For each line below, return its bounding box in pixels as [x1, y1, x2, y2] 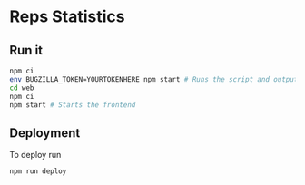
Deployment [9, 125, 81, 141]
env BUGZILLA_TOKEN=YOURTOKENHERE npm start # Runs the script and [9, 74, 271, 83]
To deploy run [9, 150, 62, 161]
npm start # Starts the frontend [9, 100, 136, 110]
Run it [9, 43, 44, 58]
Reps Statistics [9, 6, 125, 27]
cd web [9, 83, 34, 92]
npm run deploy [9, 167, 67, 176]
